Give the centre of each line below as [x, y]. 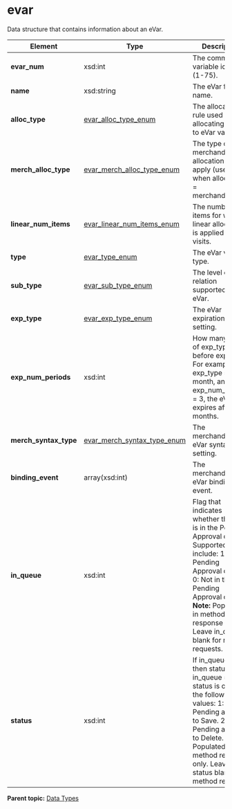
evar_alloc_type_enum [120, 119]
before [203, 355]
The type [207, 143]
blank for [207, 640]
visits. [202, 241]
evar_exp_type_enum [118, 318]
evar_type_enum [110, 257]
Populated [209, 746]
